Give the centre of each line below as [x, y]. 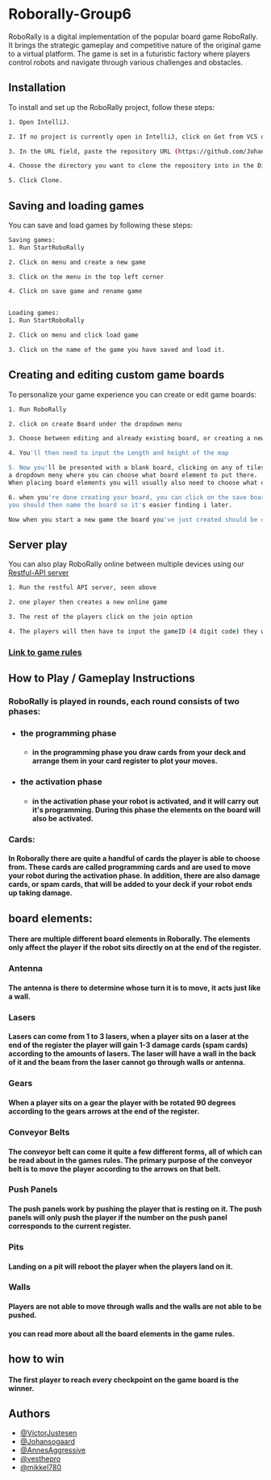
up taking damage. [40, 893]
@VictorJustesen [48, 1433]
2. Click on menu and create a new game [77, 262]
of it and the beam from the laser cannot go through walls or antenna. [127, 1062]
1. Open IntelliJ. [39, 122]
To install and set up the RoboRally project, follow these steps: [112, 107]
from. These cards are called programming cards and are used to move [130, 867]
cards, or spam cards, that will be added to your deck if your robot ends [130, 884]
